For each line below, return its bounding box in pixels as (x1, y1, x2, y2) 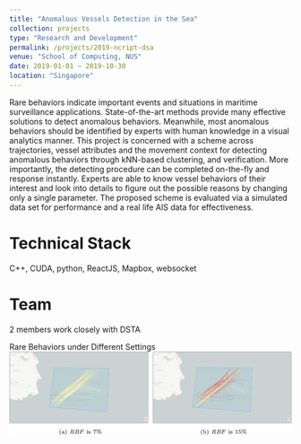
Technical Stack (9, 233, 132, 254)
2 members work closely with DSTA (9, 324, 141, 335)
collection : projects (9, 23, 90, 33)
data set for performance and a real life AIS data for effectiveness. (9, 202, 254, 213)
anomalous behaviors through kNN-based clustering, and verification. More (9, 153, 289, 165)
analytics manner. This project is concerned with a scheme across (9, 135, 254, 145)
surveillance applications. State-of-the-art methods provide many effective (9, 106, 287, 117)
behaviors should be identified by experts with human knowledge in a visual (9, 126, 289, 136)
